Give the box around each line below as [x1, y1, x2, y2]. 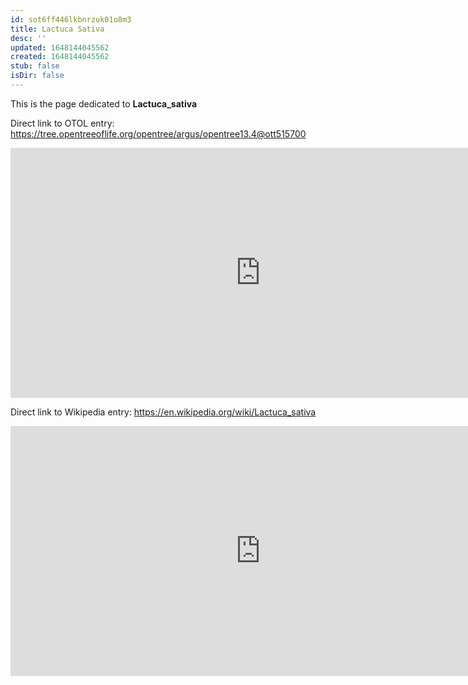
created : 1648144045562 [10, 52, 110, 62]
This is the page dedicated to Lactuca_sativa [10, 97, 198, 110]
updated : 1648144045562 [10, 42, 110, 53]
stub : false [10, 61, 60, 71]
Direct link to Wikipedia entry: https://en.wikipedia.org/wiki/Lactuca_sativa [10, 406, 317, 418]
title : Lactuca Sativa [10, 24, 105, 34]
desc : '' [10, 33, 47, 43]
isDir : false [10, 71, 65, 81]
